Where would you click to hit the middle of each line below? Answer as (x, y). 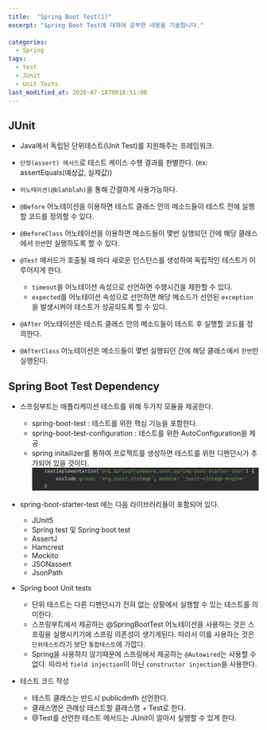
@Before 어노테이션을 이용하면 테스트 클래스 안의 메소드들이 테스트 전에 (130, 206)
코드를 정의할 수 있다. (61, 217)
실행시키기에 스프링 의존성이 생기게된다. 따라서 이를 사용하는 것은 (154, 634)
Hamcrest (48, 547)
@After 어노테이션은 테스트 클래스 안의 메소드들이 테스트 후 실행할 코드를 (132, 324)
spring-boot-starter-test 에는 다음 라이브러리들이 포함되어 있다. (120, 505)
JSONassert (51, 564)
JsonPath (47, 572)
